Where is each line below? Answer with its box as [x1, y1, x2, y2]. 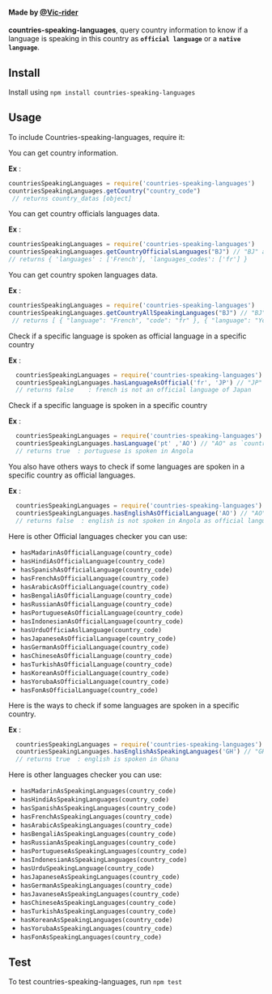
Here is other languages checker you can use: [8, 770, 162, 779]
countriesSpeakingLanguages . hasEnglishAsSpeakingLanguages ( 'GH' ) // [15, 748, 252, 756]
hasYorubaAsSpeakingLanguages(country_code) [19, 924, 173, 933]
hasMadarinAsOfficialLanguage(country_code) [19, 548, 173, 557]
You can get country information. [8, 147, 119, 158]
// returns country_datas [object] [11, 194, 132, 202]
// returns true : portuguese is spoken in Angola [15, 447, 194, 456]
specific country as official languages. [8, 470, 136, 480]
